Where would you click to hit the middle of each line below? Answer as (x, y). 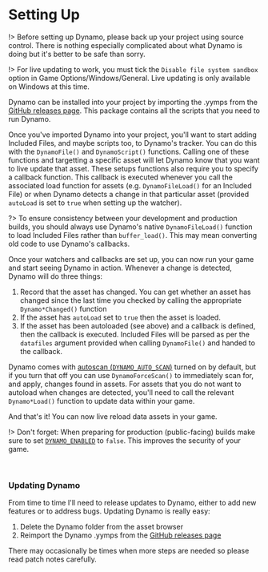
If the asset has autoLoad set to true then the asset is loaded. (120, 317)
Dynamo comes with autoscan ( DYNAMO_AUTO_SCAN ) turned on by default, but (132, 367)
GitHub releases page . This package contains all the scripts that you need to (134, 111)
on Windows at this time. (49, 87)
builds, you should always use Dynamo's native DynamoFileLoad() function (131, 227)
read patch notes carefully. (53, 559)
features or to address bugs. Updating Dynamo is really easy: (109, 511)
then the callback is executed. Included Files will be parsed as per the (135, 334)
